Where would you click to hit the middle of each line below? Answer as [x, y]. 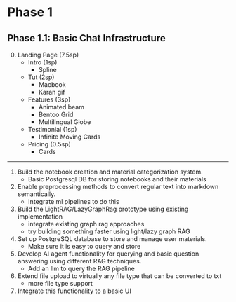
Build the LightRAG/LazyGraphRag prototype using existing [103, 209]
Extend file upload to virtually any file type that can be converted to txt [119, 276]
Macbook [52, 84]
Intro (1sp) [42, 62]
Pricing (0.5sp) [50, 144]
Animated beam [61, 107]
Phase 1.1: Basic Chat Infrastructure [87, 38]
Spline [48, 70]
